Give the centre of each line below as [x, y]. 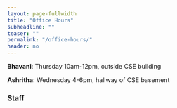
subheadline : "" [31, 27]
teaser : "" [23, 33]
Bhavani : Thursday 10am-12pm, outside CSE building [84, 66]
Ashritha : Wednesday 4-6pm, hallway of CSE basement [88, 80]
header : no [23, 46]
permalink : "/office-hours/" [50, 40]
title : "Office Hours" [40, 20]
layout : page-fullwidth [42, 14]
